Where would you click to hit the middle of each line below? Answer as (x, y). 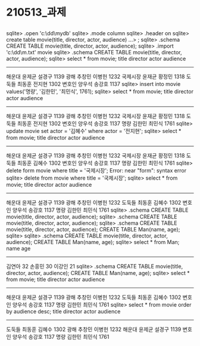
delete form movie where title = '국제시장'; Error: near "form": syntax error (96, 170)
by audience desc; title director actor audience (63, 311)
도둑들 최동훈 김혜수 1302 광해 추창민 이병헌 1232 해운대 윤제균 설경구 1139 (94, 329)
